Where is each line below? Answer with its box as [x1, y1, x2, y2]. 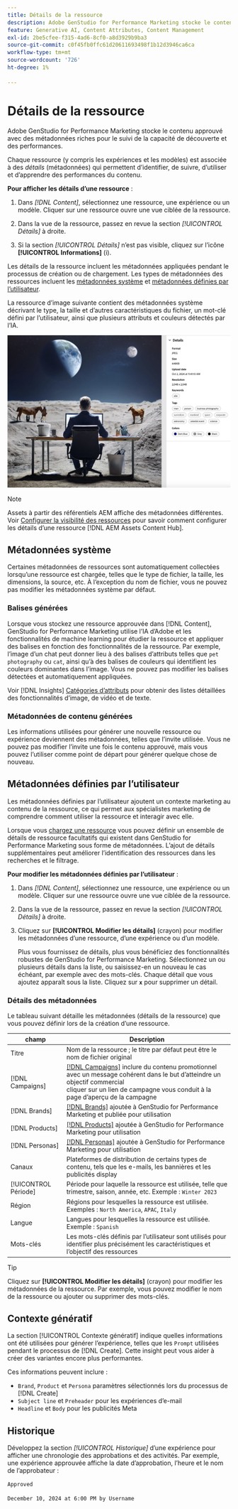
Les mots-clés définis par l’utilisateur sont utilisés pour [66, 1233, 227, 1241]
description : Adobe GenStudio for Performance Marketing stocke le [7, 18, 211, 26]
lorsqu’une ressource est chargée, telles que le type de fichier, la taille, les [7, 570, 225, 579]
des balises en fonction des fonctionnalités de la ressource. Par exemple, [7, 642, 221, 650]
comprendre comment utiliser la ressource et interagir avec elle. [7, 812, 194, 821]
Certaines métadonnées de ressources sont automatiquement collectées [7, 563, 220, 571]
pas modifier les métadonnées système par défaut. [7, 585, 157, 594]
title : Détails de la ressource [7, 11, 103, 18]
